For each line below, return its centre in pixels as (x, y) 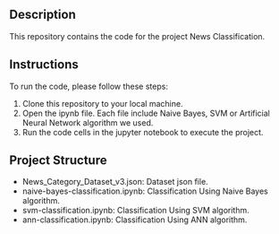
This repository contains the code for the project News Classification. (137, 36)
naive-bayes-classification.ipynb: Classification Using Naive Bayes (145, 191)
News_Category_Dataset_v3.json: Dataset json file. (115, 182)
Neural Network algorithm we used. (88, 122)
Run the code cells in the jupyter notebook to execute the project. (143, 132)
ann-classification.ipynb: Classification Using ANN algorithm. (135, 220)
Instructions (44, 65)
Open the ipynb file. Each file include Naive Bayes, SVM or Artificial (146, 113)
